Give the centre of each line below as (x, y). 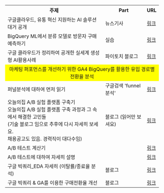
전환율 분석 (82, 76)
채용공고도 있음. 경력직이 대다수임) (45, 139)
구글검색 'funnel (123, 86)
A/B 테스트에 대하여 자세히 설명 (41, 157)
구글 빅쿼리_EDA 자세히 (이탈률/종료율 (49, 166)
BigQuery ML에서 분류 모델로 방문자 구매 (52, 36)
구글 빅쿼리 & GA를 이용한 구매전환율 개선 (52, 183)
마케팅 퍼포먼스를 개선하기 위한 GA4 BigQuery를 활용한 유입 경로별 (82, 69)
